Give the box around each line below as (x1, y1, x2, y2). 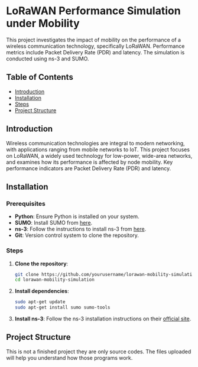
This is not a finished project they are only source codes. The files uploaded (6, 347, 191, 355)
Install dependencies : (14, 288, 69, 295)
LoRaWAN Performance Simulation (6, 4, 181, 18)
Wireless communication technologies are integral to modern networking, (6, 139, 185, 147)
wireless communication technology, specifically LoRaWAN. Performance (6, 43, 185, 50)
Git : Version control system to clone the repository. (14, 232, 139, 239)
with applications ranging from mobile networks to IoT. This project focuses (6, 146, 190, 153)
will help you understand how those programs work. (6, 354, 133, 361)
